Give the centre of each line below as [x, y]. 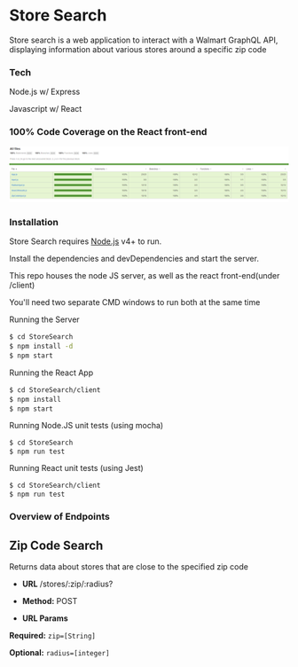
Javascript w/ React [46, 109]
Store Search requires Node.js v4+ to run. [86, 241]
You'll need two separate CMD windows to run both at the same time [135, 302]
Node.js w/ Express [45, 92]
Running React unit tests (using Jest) [76, 468]
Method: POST [50, 601]
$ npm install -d [41, 347]
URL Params [45, 618]
